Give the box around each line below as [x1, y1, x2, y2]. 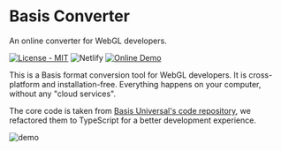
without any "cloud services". [9, 88, 117, 99]
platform [9, 79, 40, 89]
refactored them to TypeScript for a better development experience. [9, 115, 256, 125]
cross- [248, 69, 273, 80]
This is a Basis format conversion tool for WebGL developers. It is [9, 69, 247, 80]
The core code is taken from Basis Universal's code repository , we [9, 105, 252, 116]
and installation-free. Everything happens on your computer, [41, 79, 262, 89]
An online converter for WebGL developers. [9, 35, 168, 46]
